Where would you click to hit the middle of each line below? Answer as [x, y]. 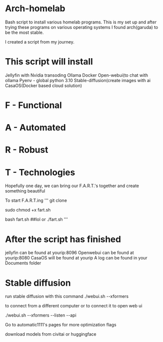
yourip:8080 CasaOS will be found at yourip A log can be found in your [76, 258]
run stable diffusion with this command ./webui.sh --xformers [67, 297]
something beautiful [25, 191]
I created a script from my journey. [40, 42]
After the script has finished [63, 239]
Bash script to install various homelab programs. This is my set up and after [81, 22]
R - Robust [27, 150]
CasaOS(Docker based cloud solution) [43, 85]
